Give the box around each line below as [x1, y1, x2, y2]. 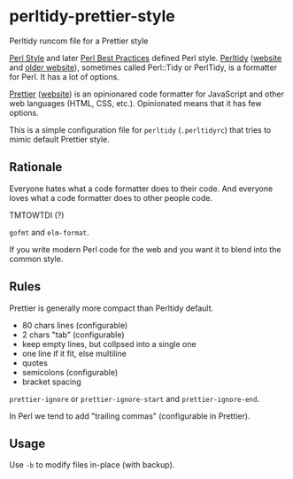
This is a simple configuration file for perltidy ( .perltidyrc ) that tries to [9, 124, 272, 135]
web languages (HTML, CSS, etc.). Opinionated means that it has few [9, 97, 262, 108]
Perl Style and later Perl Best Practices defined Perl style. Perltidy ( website [9, 52, 282, 63]
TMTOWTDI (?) [9, 210, 65, 220]
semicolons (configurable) [21, 367, 119, 377]
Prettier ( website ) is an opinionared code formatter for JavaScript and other [9, 89, 285, 99]
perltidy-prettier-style [9, 6, 175, 27]
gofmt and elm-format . [9, 227, 90, 237]
